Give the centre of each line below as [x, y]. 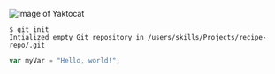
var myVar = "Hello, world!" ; [65, 61]
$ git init [29, 30]
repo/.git [27, 45]
